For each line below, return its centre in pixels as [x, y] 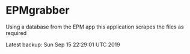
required [16, 33]
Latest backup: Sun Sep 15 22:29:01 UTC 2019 [63, 45]
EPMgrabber [38, 10]
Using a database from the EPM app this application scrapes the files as [95, 27]
